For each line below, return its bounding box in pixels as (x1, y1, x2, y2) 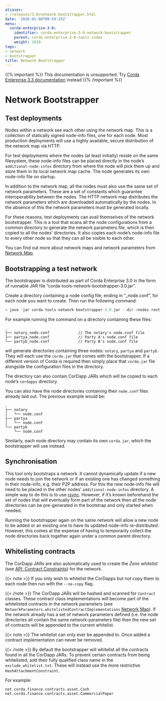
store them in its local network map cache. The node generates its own (5, 168, 150, 174)
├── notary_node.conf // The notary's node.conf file (5, 330, 145, 335)
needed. (5, 507, 22, 513)
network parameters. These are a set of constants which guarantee (5, 189, 142, 195)
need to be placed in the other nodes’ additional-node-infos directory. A (5, 486, 154, 492)
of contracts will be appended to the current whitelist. (5, 622, 115, 628)
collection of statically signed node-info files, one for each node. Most (5, 133, 148, 139)
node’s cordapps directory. (5, 378, 58, 384)
